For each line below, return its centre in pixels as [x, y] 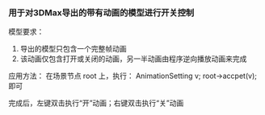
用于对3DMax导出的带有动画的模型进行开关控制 [101, 12]
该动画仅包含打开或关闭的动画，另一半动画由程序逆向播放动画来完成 [133, 59]
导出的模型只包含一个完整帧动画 [73, 49]
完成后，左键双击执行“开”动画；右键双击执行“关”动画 [96, 103]
